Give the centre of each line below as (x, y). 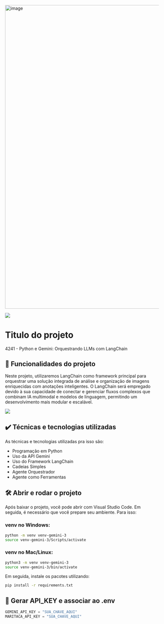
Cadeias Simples (29, 466)
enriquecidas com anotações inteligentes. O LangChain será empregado (78, 386)
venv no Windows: (28, 525)
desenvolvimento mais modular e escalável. (49, 402)
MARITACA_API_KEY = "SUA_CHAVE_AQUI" (43, 617)
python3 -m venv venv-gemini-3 (37, 562)
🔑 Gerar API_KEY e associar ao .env (60, 601)
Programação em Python (37, 451)
